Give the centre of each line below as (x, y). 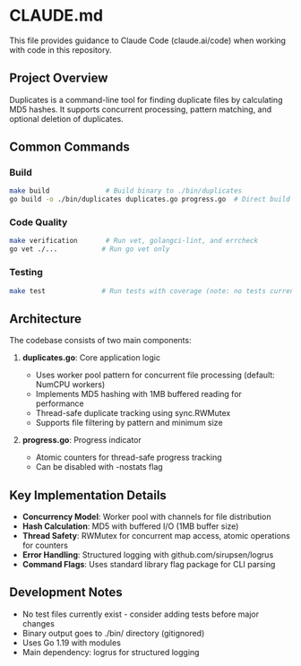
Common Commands (69, 147)
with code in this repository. (60, 49)
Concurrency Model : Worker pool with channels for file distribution (146, 517)
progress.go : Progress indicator (82, 440)
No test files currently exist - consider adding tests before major (141, 614)
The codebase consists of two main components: (100, 341)
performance (60, 403)
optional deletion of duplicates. (66, 118)
